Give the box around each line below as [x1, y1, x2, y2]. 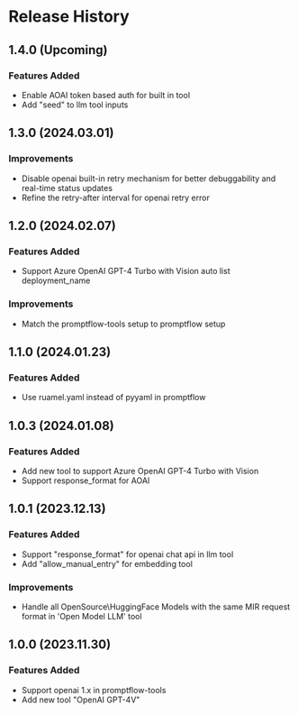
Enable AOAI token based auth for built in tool [21, 89, 191, 100]
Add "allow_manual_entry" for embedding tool [21, 558, 193, 569]
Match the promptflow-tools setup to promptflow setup [21, 318, 226, 329]
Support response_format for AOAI [21, 475, 150, 486]
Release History [8, 6, 130, 27]
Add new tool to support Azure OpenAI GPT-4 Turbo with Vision [21, 465, 259, 476]
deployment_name [21, 275, 91, 286]
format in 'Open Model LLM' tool [21, 610, 142, 621]
